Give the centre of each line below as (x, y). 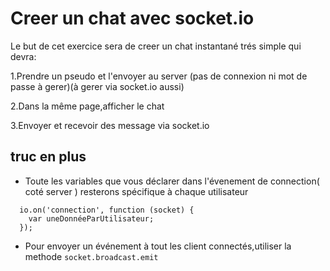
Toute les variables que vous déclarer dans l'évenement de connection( (172, 181)
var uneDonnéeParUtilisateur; (91, 218)
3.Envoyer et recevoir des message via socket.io (110, 125)
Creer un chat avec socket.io (132, 18)
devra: (23, 56)
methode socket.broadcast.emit (91, 256)
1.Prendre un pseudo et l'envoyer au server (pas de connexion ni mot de (159, 76)
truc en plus (48, 157)
